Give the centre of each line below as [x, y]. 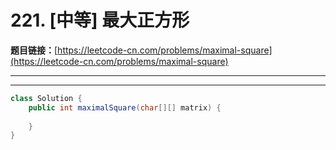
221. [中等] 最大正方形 [100, 20]
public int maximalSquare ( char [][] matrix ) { [125, 107]
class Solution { [46, 98]
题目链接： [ [34, 50]
